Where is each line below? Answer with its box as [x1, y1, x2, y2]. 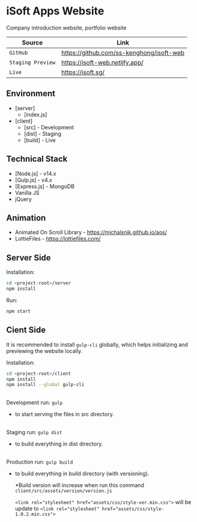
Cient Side [6, 325, 46, 335]
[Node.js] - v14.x [14, 170, 56, 177]
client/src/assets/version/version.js [14, 488, 112, 494]
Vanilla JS [14, 189, 40, 196]
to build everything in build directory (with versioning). [14, 470, 150, 477]
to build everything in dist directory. [14, 440, 103, 447]
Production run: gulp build [6, 458, 73, 465]
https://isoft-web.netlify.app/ [61, 58, 144, 67]
